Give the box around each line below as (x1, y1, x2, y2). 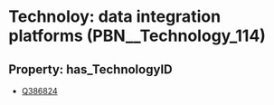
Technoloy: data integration (8, 6, 222, 27)
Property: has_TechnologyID (8, 62, 173, 77)
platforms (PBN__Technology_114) (8, 25, 266, 46)
